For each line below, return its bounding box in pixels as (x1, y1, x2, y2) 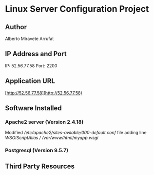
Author (5, 23, 27, 31)
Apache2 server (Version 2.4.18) (5, 118, 84, 125)
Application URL (5, 77, 55, 85)
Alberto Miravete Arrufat (5, 36, 54, 41)
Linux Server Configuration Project (5, 3, 149, 15)
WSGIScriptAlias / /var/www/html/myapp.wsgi (5, 135, 98, 141)
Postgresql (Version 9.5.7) (5, 147, 69, 154)
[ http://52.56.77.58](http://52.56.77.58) (5, 90, 83, 96)
